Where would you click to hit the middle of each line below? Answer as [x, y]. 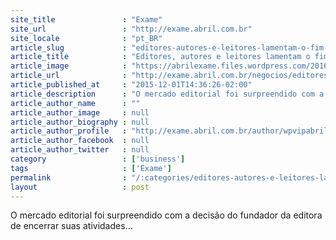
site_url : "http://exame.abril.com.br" [131, 29]
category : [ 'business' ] [98, 159]
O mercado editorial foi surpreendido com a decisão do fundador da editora [166, 215]
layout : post [80, 187]
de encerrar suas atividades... [71, 226]
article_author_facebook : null [80, 141]
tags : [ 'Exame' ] [91, 168]
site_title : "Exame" [86, 19]
